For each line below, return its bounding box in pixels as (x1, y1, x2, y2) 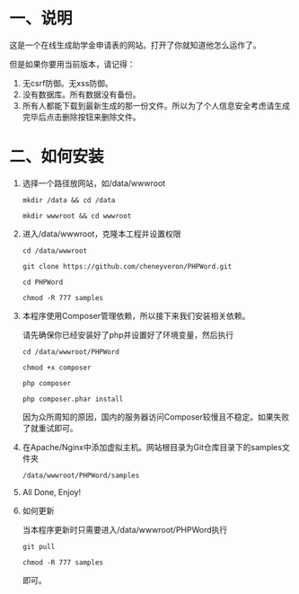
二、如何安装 (9, 146, 105, 167)
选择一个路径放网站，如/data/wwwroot (22, 177, 166, 189)
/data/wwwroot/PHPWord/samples (22, 471, 140, 480)
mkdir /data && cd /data (22, 195, 116, 205)
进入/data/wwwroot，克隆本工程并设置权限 (22, 228, 181, 239)
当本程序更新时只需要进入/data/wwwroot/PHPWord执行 (22, 524, 228, 535)
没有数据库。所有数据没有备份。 (22, 89, 141, 100)
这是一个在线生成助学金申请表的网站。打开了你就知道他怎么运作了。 (9, 40, 261, 50)
